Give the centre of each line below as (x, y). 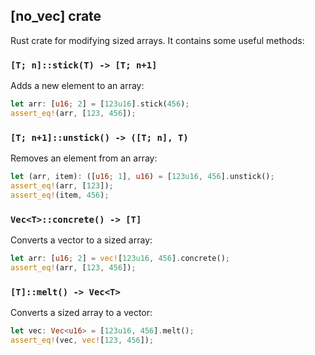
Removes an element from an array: (84, 158)
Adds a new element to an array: (77, 86)
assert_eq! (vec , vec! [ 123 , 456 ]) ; (82, 340)
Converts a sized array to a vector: (81, 313)
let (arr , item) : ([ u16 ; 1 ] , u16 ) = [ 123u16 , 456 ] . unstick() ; (142, 177)
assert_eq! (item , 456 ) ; (60, 195)
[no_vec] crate (56, 16)
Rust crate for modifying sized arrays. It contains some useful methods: (157, 40)
